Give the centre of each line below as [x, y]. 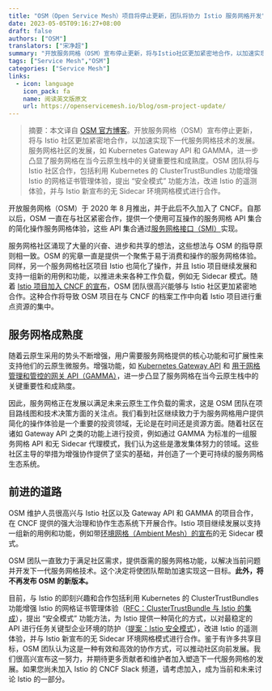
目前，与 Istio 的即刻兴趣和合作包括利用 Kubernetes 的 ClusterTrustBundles [134, 598]
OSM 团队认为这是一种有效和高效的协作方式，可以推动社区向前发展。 [138, 648]
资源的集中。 [36, 307]
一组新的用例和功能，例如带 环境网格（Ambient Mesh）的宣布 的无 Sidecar [132, 533]
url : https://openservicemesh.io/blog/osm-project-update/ [125, 106]
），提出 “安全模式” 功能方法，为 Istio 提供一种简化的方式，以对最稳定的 [134, 618]
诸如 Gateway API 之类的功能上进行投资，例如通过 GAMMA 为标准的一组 [129, 433]
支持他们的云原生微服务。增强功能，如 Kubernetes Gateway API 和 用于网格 [134, 365]
